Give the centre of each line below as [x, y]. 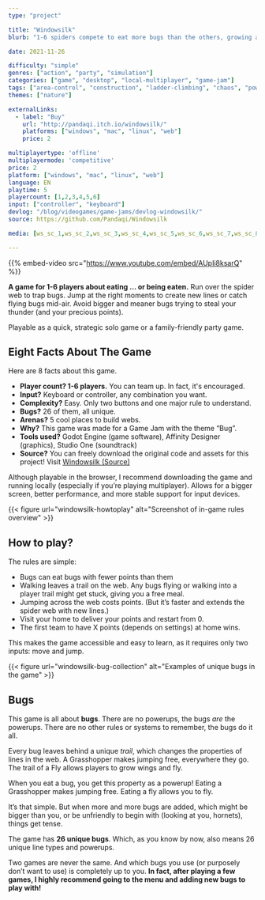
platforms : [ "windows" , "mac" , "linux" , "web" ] [102, 131]
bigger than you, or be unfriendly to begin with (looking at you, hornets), [125, 815]
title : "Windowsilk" [42, 30]
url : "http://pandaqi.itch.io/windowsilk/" [95, 124]
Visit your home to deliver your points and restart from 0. [112, 619]
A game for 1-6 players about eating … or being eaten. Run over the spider [131, 286]
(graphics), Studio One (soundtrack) [78, 445]
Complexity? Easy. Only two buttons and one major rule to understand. [135, 403]
